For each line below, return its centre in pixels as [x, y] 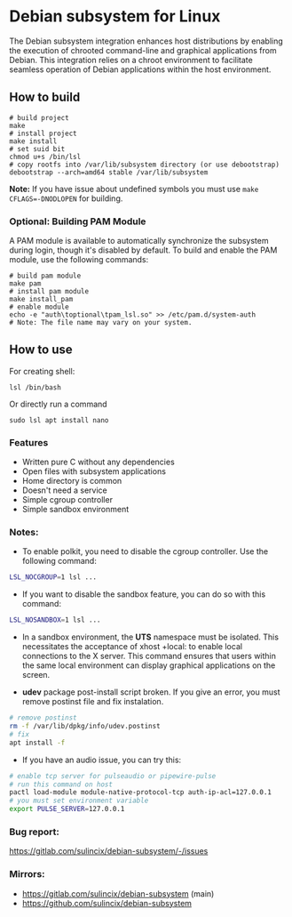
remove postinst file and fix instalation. [93, 702]
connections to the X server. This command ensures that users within [149, 656]
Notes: [24, 533]
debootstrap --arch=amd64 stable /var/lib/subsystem [109, 172]
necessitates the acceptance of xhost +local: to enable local [132, 647]
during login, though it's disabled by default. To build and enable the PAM [143, 250]
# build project [39, 117]
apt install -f [37, 743]
